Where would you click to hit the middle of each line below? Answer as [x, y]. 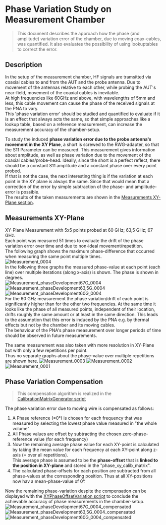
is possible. [28, 192]
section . [26, 202]
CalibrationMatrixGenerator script [52, 399]
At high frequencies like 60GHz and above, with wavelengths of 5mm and [80, 98]
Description [24, 65]
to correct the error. [37, 49]
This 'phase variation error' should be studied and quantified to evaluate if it [83, 114]
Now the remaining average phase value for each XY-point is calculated [85, 445]
